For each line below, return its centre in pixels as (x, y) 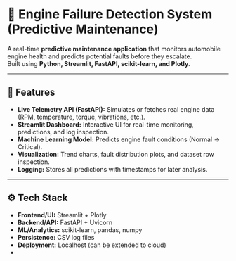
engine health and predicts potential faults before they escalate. (100, 56)
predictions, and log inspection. (63, 132)
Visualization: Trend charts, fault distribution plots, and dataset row (116, 154)
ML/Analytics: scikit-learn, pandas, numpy (80, 230)
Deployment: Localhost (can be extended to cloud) (92, 245)
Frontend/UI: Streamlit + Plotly (62, 215)
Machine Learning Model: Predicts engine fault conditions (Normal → (118, 139)
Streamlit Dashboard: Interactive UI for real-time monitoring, (106, 124)
